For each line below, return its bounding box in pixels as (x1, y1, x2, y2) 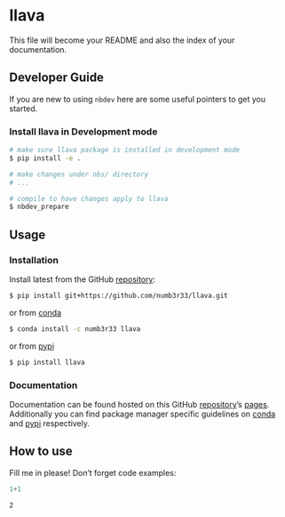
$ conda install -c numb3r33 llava (9, 324, 141, 334)
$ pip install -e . (9, 153, 82, 163)
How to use (9, 444, 73, 459)
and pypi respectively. (9, 417, 91, 428)
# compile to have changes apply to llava (9, 194, 169, 203)
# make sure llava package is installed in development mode (9, 146, 241, 155)
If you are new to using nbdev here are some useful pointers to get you (9, 93, 266, 104)
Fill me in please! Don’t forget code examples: (9, 467, 177, 478)
